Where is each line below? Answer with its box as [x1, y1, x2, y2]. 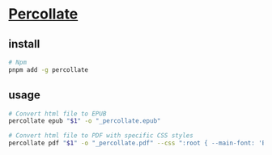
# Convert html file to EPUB [8, 110, 107, 118]
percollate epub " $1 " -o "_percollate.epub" [8, 117, 161, 125]
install [8, 37, 40, 51]
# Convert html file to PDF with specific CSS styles [8, 132, 194, 140]
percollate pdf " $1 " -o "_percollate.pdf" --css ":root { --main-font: [8, 139, 255, 148]
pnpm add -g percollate [8, 65, 89, 73]
